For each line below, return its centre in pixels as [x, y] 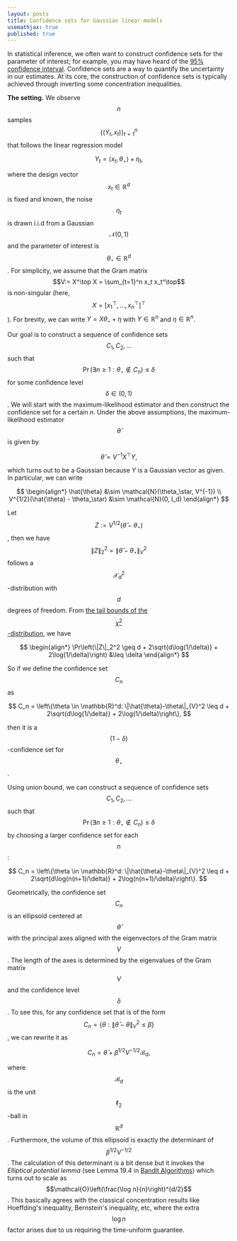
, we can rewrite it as [38, 1037]
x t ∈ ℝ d [119, 187]
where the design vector [43, 174]
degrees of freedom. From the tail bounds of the [77, 610]
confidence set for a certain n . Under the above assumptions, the [103, 412]
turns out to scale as [37, 1178]
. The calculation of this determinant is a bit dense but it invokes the [106, 1163]
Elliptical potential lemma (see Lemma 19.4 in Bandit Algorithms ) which [111, 1171]
